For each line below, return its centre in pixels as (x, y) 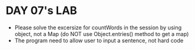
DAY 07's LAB (42, 11)
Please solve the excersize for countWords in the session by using (98, 27)
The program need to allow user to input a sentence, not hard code (99, 40)
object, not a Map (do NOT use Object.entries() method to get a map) (101, 34)
